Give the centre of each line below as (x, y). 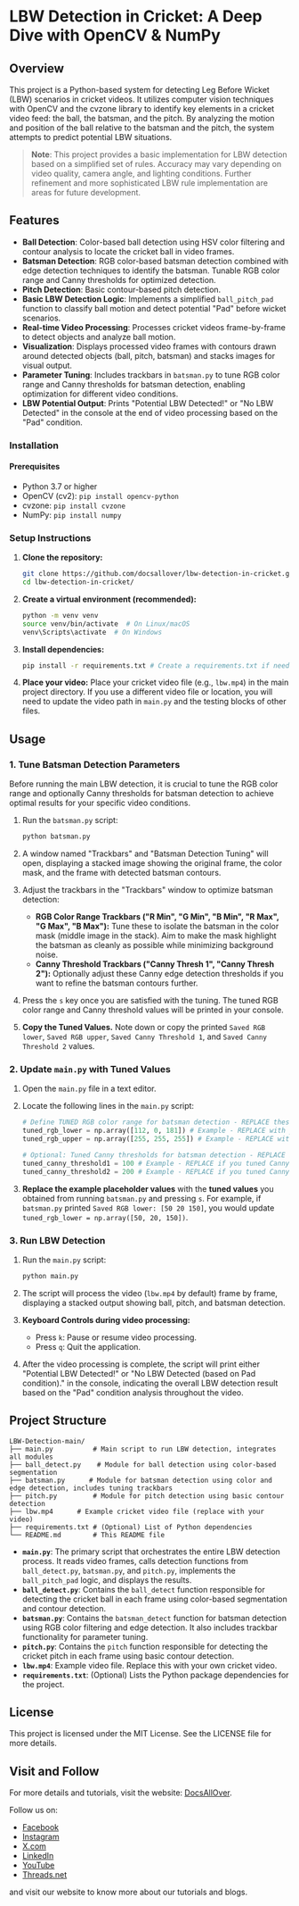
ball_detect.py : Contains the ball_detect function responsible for (143, 1589)
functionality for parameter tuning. (85, 1636)
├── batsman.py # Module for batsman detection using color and (141, 1480)
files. (31, 711)
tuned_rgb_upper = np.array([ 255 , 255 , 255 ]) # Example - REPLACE (148, 1139)
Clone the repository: (62, 558)
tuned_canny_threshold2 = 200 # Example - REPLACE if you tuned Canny (156, 1171)
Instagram (40, 1837)
